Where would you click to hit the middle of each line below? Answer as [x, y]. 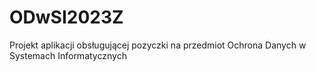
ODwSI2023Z [66, 17]
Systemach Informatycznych [68, 55]
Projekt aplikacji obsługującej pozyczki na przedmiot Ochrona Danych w [158, 45]
